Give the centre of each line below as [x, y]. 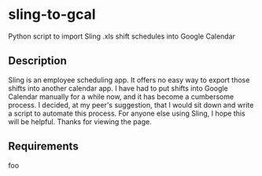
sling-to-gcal [52, 15]
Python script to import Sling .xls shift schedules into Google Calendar [122, 36]
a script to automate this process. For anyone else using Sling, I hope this [127, 113]
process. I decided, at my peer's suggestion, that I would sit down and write [131, 104]
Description [37, 61]
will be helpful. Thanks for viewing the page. [80, 121]
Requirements [43, 147]
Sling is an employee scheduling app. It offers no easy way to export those [129, 79]
